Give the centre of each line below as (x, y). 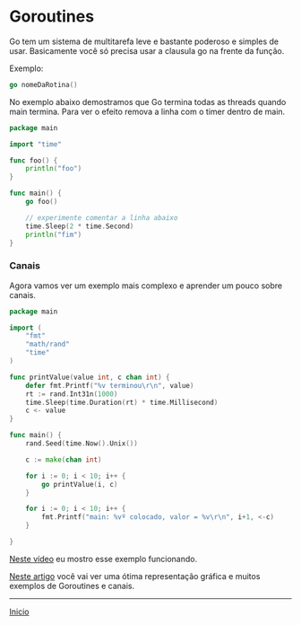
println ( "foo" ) (54, 169)
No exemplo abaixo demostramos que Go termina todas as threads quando (148, 101)
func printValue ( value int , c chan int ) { (90, 377)
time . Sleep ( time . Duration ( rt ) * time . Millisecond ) (122, 402)
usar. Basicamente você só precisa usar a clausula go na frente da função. (147, 50)
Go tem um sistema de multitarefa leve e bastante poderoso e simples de (144, 41)
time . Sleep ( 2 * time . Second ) (80, 226)
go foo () (42, 202)
